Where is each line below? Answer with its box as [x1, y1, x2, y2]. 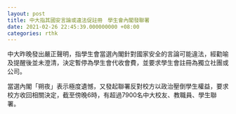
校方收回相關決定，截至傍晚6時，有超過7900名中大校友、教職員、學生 [7, 91, 211, 99]
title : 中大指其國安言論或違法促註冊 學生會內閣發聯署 [7, 17, 150, 24]
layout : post [7, 10, 46, 17]
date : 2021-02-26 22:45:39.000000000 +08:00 [7, 23, 140, 30]
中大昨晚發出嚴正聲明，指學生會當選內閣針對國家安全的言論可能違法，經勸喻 [7, 50, 229, 58]
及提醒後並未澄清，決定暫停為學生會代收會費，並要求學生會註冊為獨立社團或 [7, 59, 229, 67]
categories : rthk [7, 29, 58, 37]
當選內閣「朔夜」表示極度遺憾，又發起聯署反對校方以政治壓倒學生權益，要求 [7, 82, 229, 91]
